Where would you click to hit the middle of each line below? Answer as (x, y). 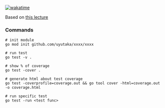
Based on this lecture (27, 17)
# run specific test (26, 96)
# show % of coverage (27, 66)
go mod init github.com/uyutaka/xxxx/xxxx (49, 44)
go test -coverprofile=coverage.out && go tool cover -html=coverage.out (83, 83)
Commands (19, 30)
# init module (20, 40)
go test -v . (19, 57)
